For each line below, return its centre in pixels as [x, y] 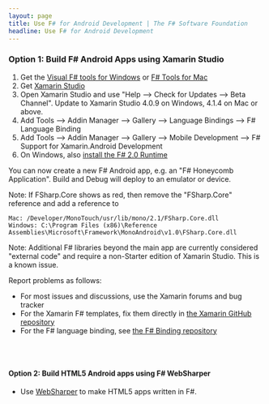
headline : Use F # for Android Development [81, 31]
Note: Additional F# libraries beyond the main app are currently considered [133, 247]
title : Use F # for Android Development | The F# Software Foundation [128, 24]
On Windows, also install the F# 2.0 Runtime [94, 154]
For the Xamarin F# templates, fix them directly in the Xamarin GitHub [136, 313]
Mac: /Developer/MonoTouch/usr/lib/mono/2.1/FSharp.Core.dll [114, 218]
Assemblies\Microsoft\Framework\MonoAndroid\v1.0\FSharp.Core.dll [123, 232]
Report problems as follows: [55, 280]
